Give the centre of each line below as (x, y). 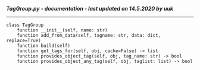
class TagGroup (25, 25)
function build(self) (43, 46)
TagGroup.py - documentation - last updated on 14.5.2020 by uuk (90, 9)
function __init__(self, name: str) (62, 30)
